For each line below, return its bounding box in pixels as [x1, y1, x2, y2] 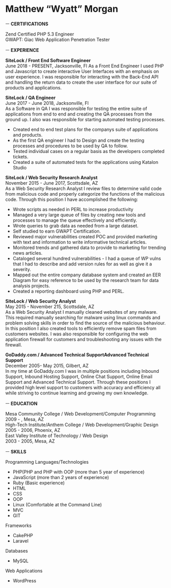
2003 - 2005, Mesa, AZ [5, 438, 55, 444]
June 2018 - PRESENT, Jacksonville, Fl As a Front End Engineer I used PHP [5, 63, 164, 69]
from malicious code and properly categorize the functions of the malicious [5, 191, 165, 197]
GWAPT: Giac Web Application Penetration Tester [5, 36, 110, 43]
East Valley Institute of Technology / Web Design [5, 432, 108, 439]
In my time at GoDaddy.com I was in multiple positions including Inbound [5, 368, 159, 374]
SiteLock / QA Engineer [5, 94, 56, 101]
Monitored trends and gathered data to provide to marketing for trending [12, 244, 166, 251]
